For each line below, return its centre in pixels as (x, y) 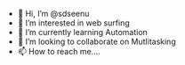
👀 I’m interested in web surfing (74, 23)
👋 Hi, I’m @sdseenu (53, 14)
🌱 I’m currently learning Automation (83, 32)
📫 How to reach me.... (59, 51)
